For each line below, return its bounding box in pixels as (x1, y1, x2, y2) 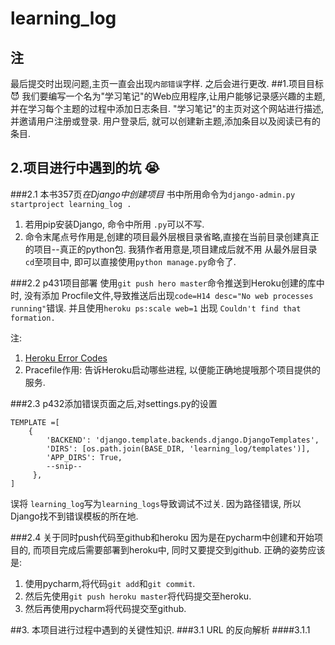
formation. (10, 313, 56, 323)
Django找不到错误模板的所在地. (10, 510, 139, 522)
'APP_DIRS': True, (46, 452, 123, 462)
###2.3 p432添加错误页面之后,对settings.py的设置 (10, 397, 218, 409)
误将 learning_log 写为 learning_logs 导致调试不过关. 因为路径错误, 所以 (10, 497, 302, 509)
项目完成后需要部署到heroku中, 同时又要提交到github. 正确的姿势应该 (41, 543, 326, 556)
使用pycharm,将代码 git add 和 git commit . (24, 577, 196, 589)
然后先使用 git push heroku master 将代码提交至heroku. (24, 590, 252, 602)
